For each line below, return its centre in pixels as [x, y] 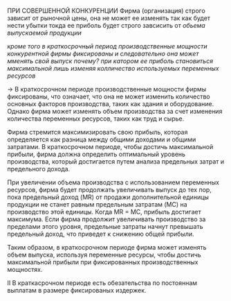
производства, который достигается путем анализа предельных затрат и [116, 162]
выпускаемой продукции [44, 33]
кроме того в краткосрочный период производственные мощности [107, 46]
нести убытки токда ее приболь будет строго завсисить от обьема [106, 25]
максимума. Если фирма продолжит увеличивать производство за [107, 219]
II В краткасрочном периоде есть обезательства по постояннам [102, 283]
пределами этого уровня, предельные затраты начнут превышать [105, 226]
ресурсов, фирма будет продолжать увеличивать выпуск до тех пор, [110, 190]
